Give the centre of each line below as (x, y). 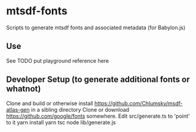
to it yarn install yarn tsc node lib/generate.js (61, 122)
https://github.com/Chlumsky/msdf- (139, 103)
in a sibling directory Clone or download (80, 109)
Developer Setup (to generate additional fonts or (98, 80)
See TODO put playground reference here (58, 60)
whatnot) (24, 89)
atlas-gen (18, 109)
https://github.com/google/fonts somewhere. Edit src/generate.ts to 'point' (98, 116)
